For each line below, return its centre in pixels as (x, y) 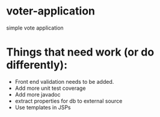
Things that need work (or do (80, 52)
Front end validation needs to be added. (64, 81)
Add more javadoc (38, 94)
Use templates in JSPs (43, 107)
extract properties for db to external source (69, 101)
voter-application (51, 11)
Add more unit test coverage (50, 88)
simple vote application (35, 28)
